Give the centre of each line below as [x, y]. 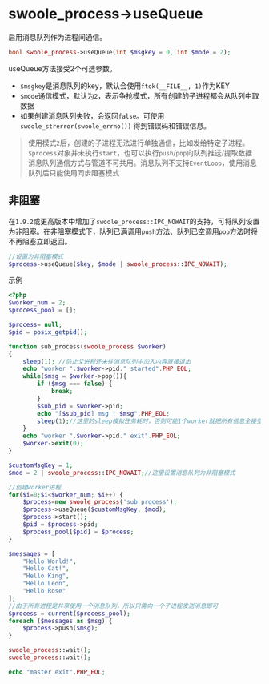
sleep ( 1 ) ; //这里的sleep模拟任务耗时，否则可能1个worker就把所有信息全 [144, 421]
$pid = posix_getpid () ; [48, 332]
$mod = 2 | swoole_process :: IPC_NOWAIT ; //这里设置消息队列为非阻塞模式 [122, 473]
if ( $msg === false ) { [75, 384]
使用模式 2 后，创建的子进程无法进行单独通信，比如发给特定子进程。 [139, 143]
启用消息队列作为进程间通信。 [57, 37]
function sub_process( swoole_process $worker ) [87, 346]
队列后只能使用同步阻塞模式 [74, 172]
